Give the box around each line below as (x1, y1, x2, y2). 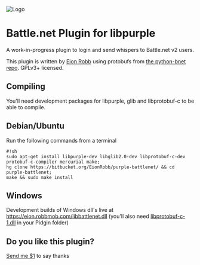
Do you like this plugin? (6, 236, 94, 246)
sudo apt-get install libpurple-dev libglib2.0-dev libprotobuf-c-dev (6, 153, 186, 159)
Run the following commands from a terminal (6, 137, 117, 144)
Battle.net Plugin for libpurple (6, 27, 156, 40)
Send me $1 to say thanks (6, 252, 70, 260)
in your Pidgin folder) (17, 219, 69, 226)
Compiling (6, 81, 46, 92)
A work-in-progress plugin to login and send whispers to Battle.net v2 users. (6, 46, 195, 53)
